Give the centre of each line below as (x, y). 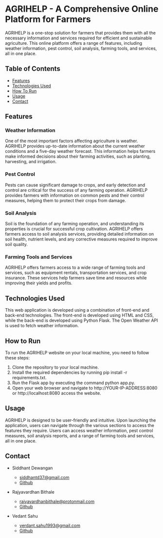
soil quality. (17, 244)
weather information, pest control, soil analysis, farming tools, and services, (81, 48)
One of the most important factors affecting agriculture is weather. (72, 141)
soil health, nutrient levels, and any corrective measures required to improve (81, 239)
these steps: (18, 358)
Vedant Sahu (25, 516)
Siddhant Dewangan (32, 468)
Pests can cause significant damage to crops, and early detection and (75, 185)
